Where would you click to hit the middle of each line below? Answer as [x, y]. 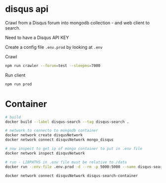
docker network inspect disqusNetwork [45, 153]
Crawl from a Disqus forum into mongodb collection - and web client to [77, 23]
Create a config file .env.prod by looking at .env [54, 47]
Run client [15, 75]
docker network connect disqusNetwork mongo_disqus [59, 140]
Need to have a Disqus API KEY [37, 37]
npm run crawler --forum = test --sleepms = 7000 [53, 66]
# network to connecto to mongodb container [52, 131]
